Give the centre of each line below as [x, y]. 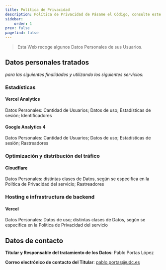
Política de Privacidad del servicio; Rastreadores [55, 184]
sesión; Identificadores [29, 115]
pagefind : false [22, 33]
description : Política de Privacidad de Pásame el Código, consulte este [83, 14]
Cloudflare [16, 168]
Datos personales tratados [47, 63]
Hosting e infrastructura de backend [50, 197]
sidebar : [14, 19]
